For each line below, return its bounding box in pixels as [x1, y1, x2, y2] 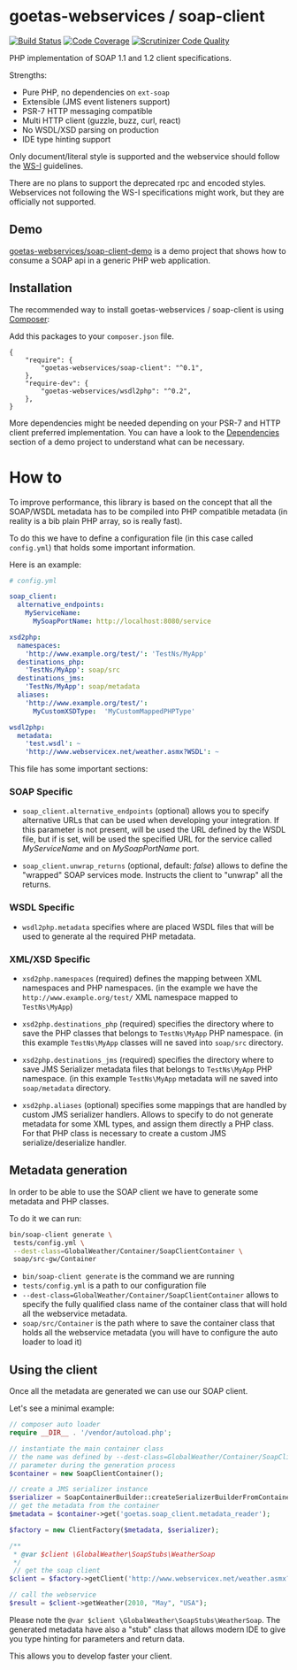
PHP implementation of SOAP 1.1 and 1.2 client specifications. [9, 52, 232, 63]
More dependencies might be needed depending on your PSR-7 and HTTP [9, 418, 281, 428]
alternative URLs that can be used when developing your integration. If [21, 815, 280, 826]
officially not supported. [9, 196, 96, 207]
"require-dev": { [25, 379, 89, 388]
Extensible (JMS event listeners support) [21, 96, 171, 107]
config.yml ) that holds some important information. [9, 542, 196, 552]
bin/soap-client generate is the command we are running [21, 1271, 235, 1281]
